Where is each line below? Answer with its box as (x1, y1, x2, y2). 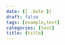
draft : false (6, 14, 39, 20)
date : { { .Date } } (6, 8, 52, 15)
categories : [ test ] (6, 25, 55, 31)
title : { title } (6, 30, 44, 36)
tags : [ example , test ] (6, 19, 60, 25)
